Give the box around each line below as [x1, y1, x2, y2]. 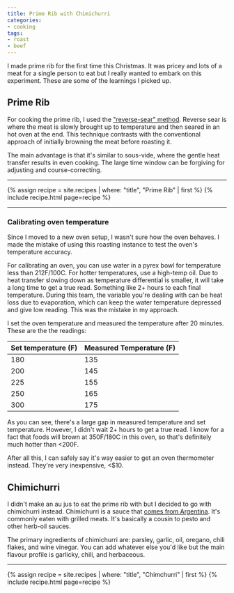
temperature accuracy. [7, 248, 73, 256]
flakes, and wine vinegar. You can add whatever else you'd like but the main [7, 543, 225, 551]
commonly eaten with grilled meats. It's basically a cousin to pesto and [7, 514, 211, 523]
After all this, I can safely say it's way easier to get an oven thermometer [7, 454, 214, 462]
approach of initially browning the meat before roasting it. [7, 137, 172, 146]
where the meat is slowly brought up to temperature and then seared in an [7, 123, 221, 131]
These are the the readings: [7, 327, 87, 335]
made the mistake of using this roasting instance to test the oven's [7, 240, 198, 249]
